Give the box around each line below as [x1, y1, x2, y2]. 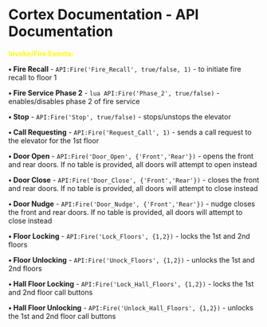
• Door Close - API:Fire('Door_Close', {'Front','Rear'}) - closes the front [8, 175, 260, 185]
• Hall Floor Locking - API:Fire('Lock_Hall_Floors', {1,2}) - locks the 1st [8, 278, 254, 288]
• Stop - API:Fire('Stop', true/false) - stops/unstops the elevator [8, 111, 231, 121]
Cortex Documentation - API [8, 6, 199, 24]
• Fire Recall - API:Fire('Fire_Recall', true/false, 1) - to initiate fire [8, 64, 241, 73]
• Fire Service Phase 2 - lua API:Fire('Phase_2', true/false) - [8, 88, 220, 97]
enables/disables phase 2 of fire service [8, 96, 140, 106]
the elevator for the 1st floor [8, 135, 100, 145]
